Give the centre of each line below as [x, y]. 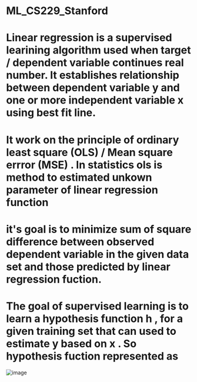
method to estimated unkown [79, 177]
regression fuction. [54, 279]
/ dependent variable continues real [95, 63]
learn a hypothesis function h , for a [95, 318]
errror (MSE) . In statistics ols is [84, 165]
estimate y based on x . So [71, 343]
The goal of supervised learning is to [98, 306]
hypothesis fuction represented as [92, 356]
